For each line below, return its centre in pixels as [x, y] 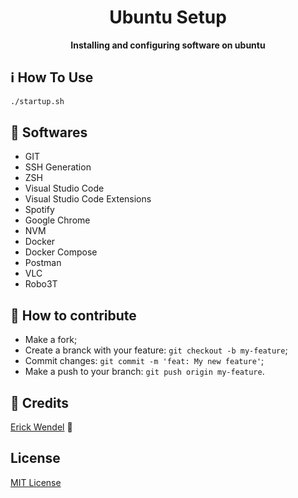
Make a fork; [51, 340]
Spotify [39, 210]
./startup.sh [37, 101]
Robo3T [41, 284]
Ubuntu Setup [168, 17]
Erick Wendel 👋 [41, 427]
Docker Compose [61, 252]
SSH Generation [58, 167]
